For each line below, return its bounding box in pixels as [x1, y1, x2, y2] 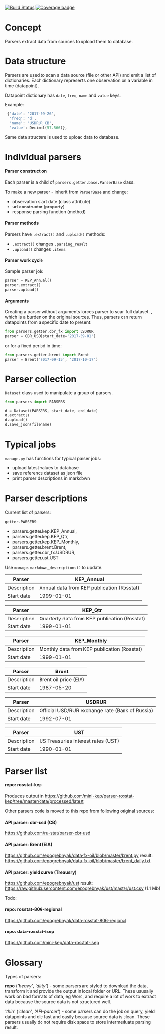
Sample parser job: [5, 268, 44, 274]
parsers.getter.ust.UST [12, 555, 59, 561]
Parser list [5, 765, 48, 776]
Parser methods [5, 220, 39, 226]
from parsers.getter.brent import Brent [5, 352, 90, 357]
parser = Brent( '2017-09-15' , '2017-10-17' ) [5, 357, 98, 362]
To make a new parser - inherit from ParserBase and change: [5, 189, 128, 195]
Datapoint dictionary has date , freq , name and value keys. [5, 92, 121, 98]
